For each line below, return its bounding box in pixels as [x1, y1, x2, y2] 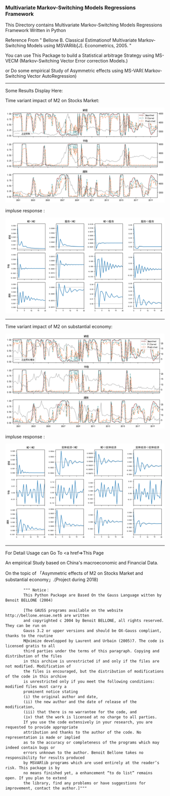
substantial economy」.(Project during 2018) [5, 576, 99, 583]
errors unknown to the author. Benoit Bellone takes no [23, 750, 144, 755]
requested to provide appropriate [5, 724, 78, 730]
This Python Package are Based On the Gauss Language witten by [23, 592, 162, 598]
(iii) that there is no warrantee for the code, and [23, 709, 137, 715]
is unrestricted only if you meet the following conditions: [23, 679, 155, 684]
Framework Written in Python [5, 27, 66, 34]
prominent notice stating [23, 689, 78, 694]
